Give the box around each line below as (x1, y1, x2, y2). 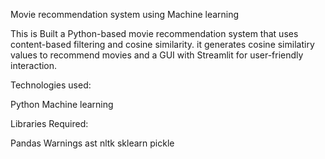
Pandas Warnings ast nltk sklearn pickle (10, 137, 175, 149)
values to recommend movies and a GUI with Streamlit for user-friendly (10, 49, 304, 61)
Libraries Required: (10, 118, 89, 129)
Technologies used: (10, 79, 92, 91)
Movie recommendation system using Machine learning (10, 9, 240, 20)
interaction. (10, 60, 58, 71)
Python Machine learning (10, 99, 114, 110)
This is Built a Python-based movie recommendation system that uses (10, 28, 299, 39)
